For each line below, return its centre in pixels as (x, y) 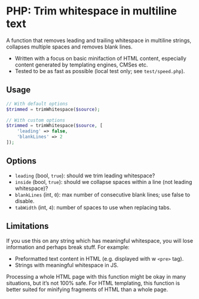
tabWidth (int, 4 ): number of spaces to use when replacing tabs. (93, 207)
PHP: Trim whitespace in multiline (92, 11)
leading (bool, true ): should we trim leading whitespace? (85, 176)
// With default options (37, 104)
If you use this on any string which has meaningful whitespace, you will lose (99, 240)
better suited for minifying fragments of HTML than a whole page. (87, 289)
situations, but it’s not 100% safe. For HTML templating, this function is (93, 283)
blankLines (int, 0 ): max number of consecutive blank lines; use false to (102, 194)
